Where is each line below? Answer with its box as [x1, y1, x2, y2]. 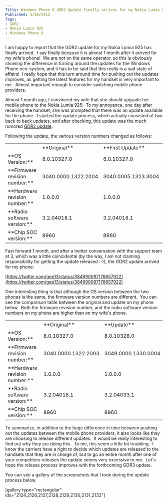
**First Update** [103, 144, 145, 151]
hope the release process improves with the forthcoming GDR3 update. [5, 462, 152, 468]
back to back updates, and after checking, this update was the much [5, 118, 146, 124]
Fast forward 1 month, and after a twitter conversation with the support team [5, 248, 162, 254]
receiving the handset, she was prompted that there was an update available [5, 107, 163, 113]
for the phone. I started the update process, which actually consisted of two [5, 113, 163, 118]
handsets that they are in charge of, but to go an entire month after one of [5, 451, 157, 457]
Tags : [5, 17, 16, 22]
